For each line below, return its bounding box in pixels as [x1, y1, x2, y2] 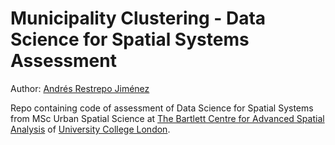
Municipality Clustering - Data [10, 7, 267, 30]
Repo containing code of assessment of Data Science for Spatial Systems [10, 102, 314, 114]
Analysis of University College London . [10, 123, 171, 135]
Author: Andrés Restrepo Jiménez [10, 82, 150, 94]
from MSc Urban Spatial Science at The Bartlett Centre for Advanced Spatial [10, 112, 325, 124]
